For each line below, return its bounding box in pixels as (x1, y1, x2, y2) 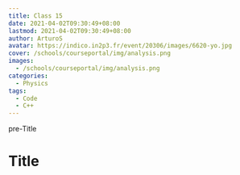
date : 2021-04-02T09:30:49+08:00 (8, 19, 121, 27)
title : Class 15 (8, 11, 63, 20)
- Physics (15, 79, 48, 87)
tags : (8, 86, 27, 95)
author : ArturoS (8, 34, 63, 43)
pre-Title (8, 124, 37, 134)
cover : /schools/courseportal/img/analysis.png (8, 49, 172, 57)
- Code (15, 94, 38, 102)
